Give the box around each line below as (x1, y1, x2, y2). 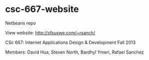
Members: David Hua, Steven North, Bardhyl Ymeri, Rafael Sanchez (5, 49, 144, 55)
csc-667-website (5, 3, 79, 15)
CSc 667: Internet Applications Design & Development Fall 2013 (5, 39, 136, 45)
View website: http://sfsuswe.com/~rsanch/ (5, 29, 95, 35)
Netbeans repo (5, 20, 36, 26)
